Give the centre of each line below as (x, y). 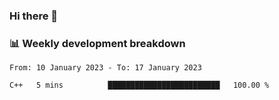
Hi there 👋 (34, 16)
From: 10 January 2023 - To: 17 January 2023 (105, 68)
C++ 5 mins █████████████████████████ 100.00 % (139, 85)
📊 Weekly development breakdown (97, 43)
